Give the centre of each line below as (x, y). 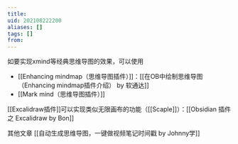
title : (17, 14)
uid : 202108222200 (34, 21)
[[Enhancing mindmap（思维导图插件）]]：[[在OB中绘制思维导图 (110, 77)
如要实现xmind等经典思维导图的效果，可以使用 (76, 62)
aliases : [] (25, 27)
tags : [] (20, 34)
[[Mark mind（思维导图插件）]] (61, 94)
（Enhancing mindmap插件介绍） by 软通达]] (83, 85)
